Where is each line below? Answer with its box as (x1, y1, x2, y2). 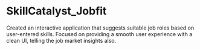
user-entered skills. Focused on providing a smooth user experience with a (6, 30, 193, 37)
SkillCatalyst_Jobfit (6, 4, 107, 18)
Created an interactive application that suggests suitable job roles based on (6, 24, 195, 31)
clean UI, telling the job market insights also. (6, 37, 117, 44)
